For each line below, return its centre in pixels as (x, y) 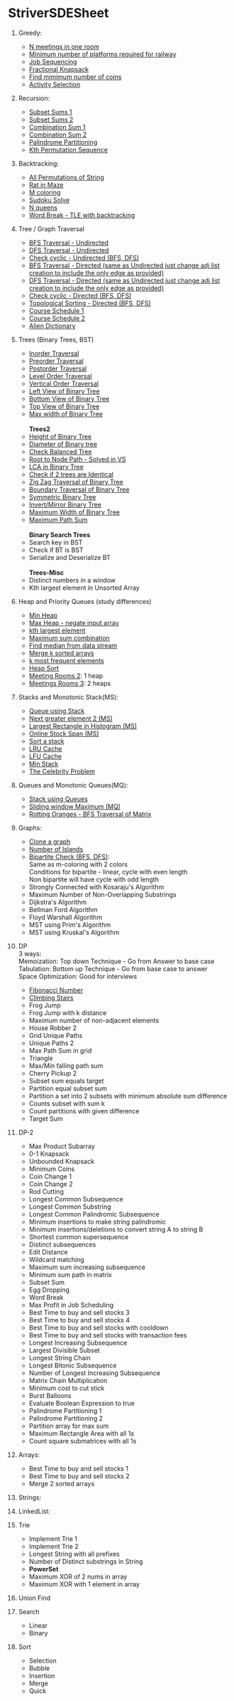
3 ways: (30, 953)
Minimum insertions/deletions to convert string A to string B (116, 1229)
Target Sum (46, 1118)
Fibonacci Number (56, 990)
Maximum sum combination (69, 637)
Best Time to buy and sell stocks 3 (79, 1312)
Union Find (34, 1598)
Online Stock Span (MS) (64, 733)
